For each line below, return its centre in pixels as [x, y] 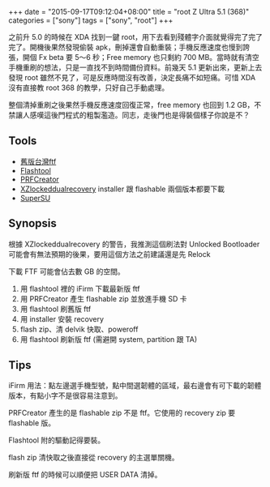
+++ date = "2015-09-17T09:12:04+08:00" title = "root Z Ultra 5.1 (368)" [129, 12]
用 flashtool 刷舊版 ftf [56, 309]
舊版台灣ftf [38, 161]
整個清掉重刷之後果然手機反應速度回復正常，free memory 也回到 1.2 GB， [131, 105]
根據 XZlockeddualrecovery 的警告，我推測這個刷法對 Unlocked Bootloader [134, 244]
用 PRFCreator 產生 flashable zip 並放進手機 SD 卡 [103, 298]
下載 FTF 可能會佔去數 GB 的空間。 [66, 271]
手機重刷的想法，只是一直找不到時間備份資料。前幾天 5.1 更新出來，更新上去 [135, 67]
